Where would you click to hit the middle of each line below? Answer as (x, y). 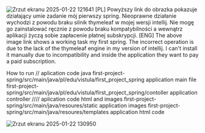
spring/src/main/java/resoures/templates (58, 112)
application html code (137, 112)
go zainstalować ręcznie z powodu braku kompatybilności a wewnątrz (95, 29)
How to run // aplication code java (49, 73)
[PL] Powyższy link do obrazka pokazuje (146, 9)
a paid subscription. (31, 61)
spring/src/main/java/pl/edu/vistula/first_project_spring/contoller (88, 92)
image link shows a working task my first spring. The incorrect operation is (100, 42)
